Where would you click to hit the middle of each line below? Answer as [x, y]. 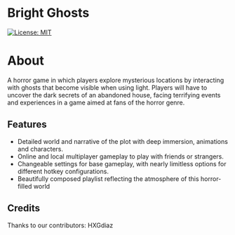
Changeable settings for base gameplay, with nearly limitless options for [122, 163]
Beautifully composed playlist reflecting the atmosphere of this [108, 179]
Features [27, 125]
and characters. [40, 149]
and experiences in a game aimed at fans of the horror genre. [96, 102]
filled [25, 186]
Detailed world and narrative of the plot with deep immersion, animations [122, 141]
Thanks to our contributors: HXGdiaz [60, 225]
